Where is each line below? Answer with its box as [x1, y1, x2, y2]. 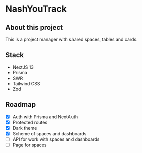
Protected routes [12, 119, 48, 125]
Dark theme [12, 125, 37, 131]
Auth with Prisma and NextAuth [12, 114, 78, 120]
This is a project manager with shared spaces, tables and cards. [5, 36, 138, 42]
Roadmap [5, 100, 36, 109]
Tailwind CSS [12, 80, 40, 86]
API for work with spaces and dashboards [12, 136, 100, 142]
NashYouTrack [5, 3, 67, 15]
